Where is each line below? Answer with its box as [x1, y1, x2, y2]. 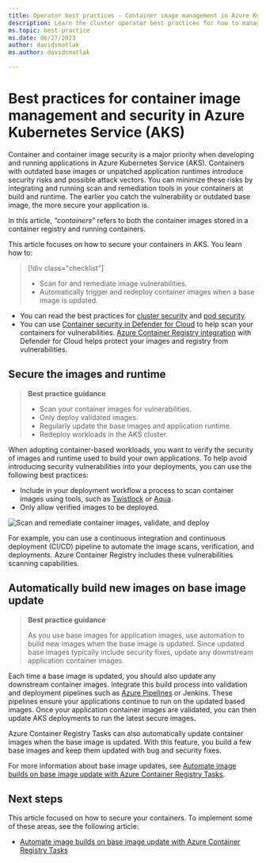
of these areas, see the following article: [8, 822, 139, 831]
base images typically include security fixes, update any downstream [27, 647, 253, 657]
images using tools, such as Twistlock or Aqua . [19, 494, 173, 503]
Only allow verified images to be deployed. [19, 502, 160, 512]
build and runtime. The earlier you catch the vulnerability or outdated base [8, 191, 251, 201]
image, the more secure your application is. [8, 200, 150, 210]
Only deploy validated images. [39, 412, 139, 422]
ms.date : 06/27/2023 [8, 33, 77, 42]
